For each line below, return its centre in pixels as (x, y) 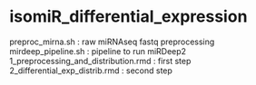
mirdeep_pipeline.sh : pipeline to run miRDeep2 (98, 51)
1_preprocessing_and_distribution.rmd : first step (100, 61)
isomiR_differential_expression (128, 17)
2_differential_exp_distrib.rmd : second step (91, 71)
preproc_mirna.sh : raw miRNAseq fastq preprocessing (112, 42)
